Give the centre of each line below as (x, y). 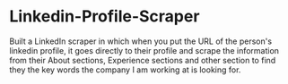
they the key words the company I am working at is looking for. (125, 70)
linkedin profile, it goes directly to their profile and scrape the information (144, 50)
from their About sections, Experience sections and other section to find (143, 60)
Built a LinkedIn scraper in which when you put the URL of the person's (140, 41)
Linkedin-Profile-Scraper (105, 17)
